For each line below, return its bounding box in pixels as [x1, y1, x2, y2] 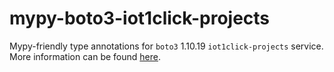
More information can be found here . [9, 50, 161, 62]
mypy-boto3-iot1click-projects [9, 7, 271, 30]
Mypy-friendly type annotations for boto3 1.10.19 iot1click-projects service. [9, 40, 324, 52]
